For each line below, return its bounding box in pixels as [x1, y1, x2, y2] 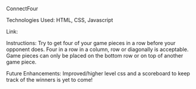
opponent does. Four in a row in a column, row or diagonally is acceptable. [6, 46, 189, 53]
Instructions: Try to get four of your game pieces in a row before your [6, 40, 176, 46]
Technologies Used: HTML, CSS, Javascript [6, 17, 113, 23]
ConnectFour [6, 5, 39, 12]
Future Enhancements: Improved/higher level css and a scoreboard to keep [6, 70, 190, 77]
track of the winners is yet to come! [6, 77, 93, 83]
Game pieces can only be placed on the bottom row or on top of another [6, 52, 184, 59]
